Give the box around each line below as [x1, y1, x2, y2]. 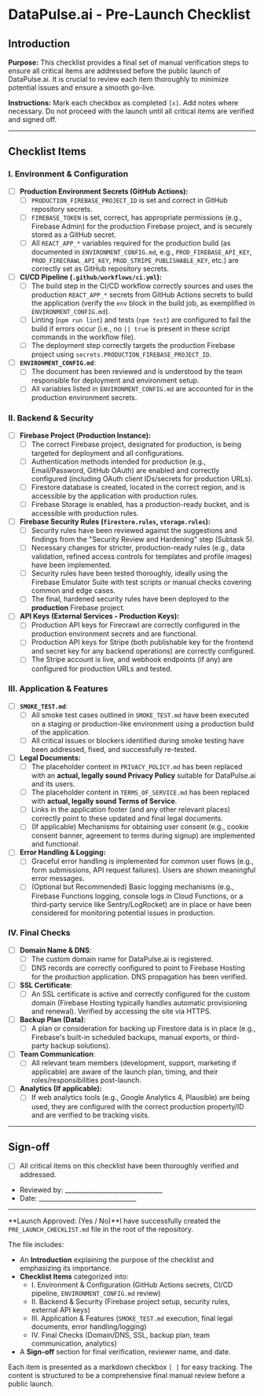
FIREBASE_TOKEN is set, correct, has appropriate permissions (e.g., [31, 213, 242, 222]
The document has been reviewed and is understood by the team [31, 367, 243, 376]
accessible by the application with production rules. [31, 491, 199, 501]
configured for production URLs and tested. [31, 664, 173, 673]
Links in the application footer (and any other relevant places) [31, 805, 230, 814]
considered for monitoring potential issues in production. [31, 908, 215, 917]
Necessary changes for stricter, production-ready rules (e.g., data [31, 543, 245, 553]
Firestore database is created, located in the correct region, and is [31, 482, 246, 491]
